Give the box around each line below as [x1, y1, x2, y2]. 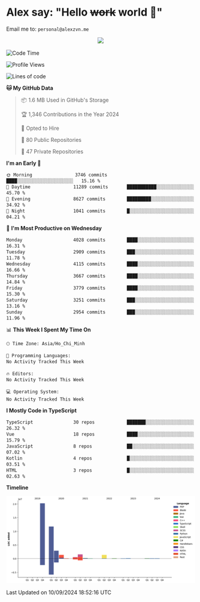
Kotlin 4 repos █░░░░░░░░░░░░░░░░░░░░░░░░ [6, 455, 195, 461]
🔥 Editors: [6, 370, 34, 376]
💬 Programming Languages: [6, 352, 71, 358]
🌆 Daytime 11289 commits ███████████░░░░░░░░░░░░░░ [6, 183, 195, 190]
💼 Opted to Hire [20, 124, 60, 132]
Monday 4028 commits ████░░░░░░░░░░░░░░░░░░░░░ [6, 237, 195, 243]
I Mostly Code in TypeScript [6, 407, 77, 414]
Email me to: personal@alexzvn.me [6, 25, 89, 32]
